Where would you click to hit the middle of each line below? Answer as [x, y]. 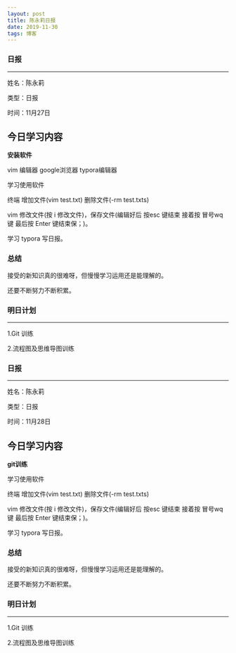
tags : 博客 [22, 33]
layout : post [26, 14]
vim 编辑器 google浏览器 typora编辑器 [62, 170]
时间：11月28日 [29, 421]
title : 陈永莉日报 [32, 20]
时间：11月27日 [29, 113]
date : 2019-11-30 [33, 27]
